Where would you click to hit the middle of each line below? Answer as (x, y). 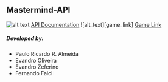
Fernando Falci (34, 73)
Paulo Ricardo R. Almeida (47, 53)
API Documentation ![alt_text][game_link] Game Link (96, 24)
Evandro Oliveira (36, 60)
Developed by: (25, 38)
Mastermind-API (38, 10)
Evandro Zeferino (37, 67)
